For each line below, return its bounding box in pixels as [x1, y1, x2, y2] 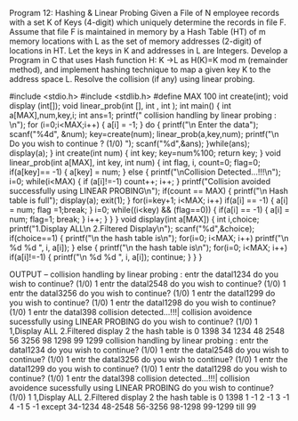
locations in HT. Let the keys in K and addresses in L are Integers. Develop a [9, 45, 288, 56]
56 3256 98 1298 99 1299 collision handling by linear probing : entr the [9, 336, 269, 345]
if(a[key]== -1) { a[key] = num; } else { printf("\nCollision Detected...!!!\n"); [9, 166, 282, 177]
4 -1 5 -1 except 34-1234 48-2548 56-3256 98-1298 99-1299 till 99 [9, 401, 257, 412]
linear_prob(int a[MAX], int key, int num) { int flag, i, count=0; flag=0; [9, 158, 261, 167]
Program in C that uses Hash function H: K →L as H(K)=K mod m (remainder [9, 55, 288, 65]
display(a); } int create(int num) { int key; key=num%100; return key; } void [9, 148, 282, 158]
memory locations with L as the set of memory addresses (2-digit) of [9, 36, 262, 46]
